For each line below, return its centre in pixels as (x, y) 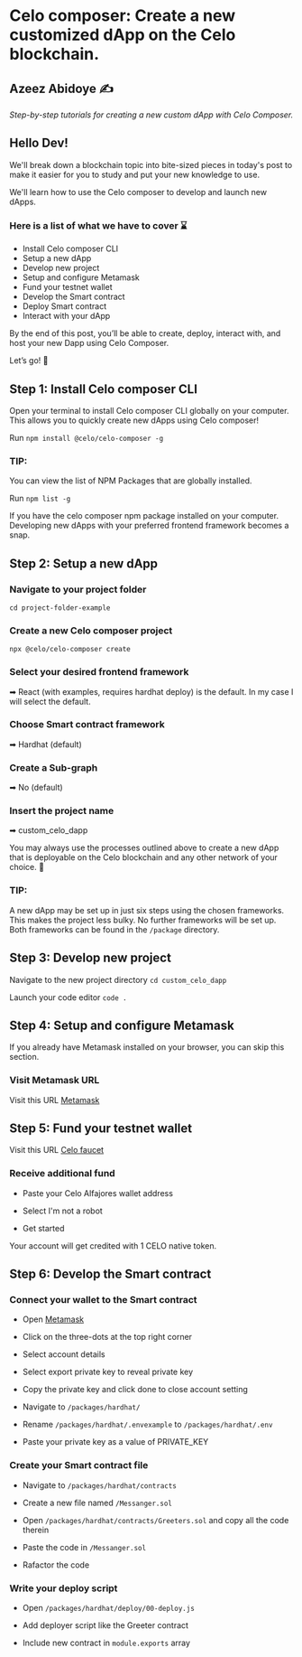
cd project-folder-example (60, 608)
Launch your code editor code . (69, 997)
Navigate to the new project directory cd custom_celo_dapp (118, 979)
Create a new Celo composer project (91, 631)
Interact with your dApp (66, 316)
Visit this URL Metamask (55, 1100)
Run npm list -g (40, 499)
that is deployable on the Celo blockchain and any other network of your (143, 857)
